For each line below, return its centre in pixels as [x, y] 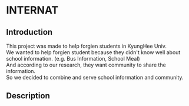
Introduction [29, 32]
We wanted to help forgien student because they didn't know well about [93, 52]
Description [28, 96]
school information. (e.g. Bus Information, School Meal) [73, 59]
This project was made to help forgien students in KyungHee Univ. [86, 46]
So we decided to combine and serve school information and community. [95, 77]
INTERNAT [32, 10]
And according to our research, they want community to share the [86, 65]
